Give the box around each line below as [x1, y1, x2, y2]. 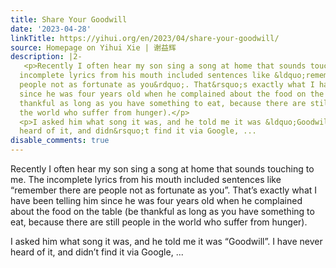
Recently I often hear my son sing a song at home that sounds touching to [10, 163, 315, 175]
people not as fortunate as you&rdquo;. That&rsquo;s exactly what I [19, 80, 315, 90]
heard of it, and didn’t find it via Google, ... [10, 246, 184, 258]
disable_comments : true [10, 136, 110, 146]
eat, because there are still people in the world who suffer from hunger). [10, 216, 308, 228]
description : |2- [10, 52, 83, 62]
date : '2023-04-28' [10, 24, 92, 34]
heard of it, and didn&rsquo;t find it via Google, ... [19, 126, 257, 136]
